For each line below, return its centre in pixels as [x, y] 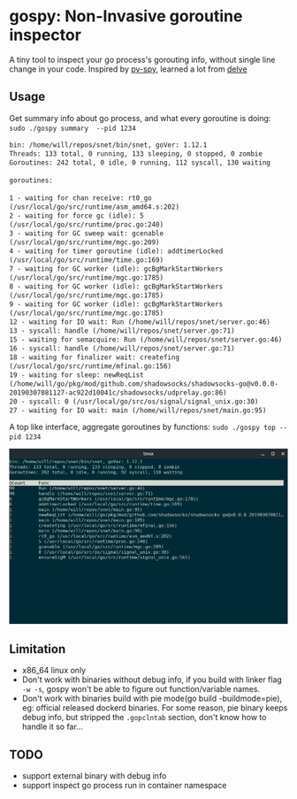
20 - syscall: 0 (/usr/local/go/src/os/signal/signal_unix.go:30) [134, 401]
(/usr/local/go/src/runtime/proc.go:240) [87, 224]
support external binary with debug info [94, 775]
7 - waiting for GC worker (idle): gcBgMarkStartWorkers [116, 269]
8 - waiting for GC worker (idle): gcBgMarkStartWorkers [116, 286]
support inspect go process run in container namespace [124, 785]
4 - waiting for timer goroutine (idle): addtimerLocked [116, 251]
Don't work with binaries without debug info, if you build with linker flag [152, 680]
